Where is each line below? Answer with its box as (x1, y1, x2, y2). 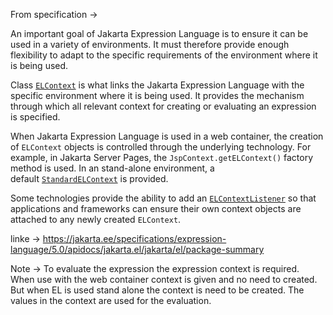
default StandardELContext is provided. (10, 173, 169, 184)
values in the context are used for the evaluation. (10, 295, 212, 306)
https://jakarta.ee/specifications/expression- (42, 233, 227, 244)
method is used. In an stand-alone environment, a (10, 162, 215, 174)
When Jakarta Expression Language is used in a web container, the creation (10, 130, 324, 142)
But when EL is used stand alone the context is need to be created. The (10, 284, 305, 296)
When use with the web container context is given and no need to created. (10, 274, 318, 285)
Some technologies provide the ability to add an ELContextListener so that (10, 192, 317, 204)
